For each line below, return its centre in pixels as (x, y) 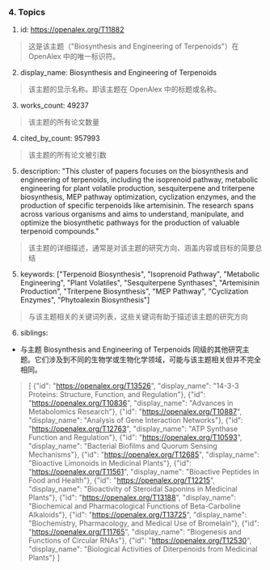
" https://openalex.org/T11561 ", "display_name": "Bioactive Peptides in (143, 472)
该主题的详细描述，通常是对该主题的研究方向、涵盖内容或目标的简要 (141, 248)
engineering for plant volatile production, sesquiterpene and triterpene (137, 188)
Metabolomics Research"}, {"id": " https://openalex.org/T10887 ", (135, 412)
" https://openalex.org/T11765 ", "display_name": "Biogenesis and (135, 532)
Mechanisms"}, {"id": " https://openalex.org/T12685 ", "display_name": (144, 454)
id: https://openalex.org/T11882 (72, 30)
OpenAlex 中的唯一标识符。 (74, 57)
